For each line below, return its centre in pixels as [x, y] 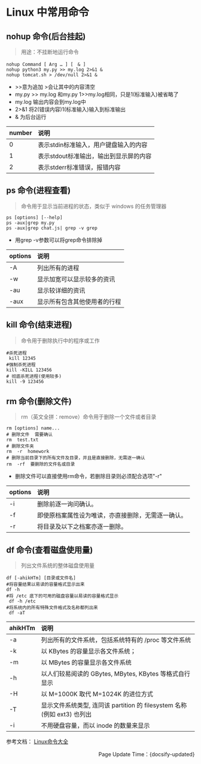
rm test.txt [22, 440]
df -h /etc [22, 601]
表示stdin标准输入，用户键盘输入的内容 [93, 145]
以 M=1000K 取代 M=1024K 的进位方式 [97, 694]
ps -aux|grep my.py [31, 223]
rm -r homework [28, 452]
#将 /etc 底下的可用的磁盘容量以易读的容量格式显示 [62, 596]
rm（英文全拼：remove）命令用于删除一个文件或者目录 [89, 417]
